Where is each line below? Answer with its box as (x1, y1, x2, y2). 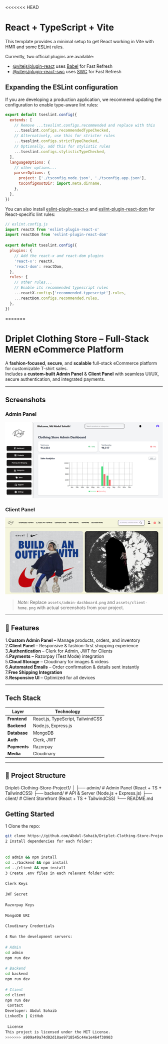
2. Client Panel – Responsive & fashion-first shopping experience (5, 642, 138, 648)
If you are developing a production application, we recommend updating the (5, 96, 161, 102)
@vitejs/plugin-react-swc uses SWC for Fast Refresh (12, 68, 121, 74)
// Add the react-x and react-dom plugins (14, 253, 104, 258)
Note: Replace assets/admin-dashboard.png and (17, 599, 115, 605)
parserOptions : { (14, 170, 50, 175)
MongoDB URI (5, 913, 30, 918)
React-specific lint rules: (5, 211, 55, 217)
